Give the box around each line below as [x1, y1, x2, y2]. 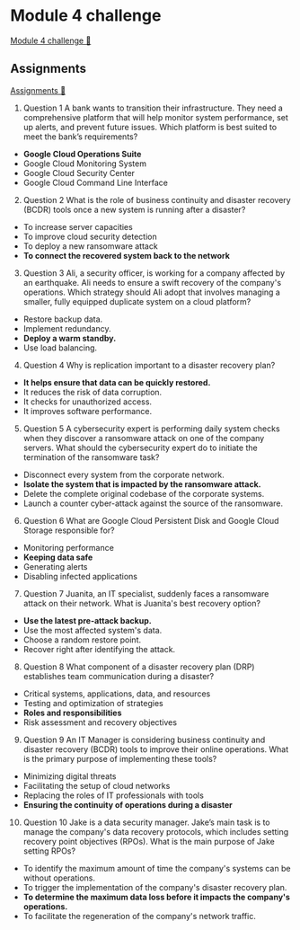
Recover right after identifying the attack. [22, 643, 176, 654]
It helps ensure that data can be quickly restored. [22, 376, 211, 387]
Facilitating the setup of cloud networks [22, 780, 171, 791]
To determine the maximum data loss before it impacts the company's [22, 891, 291, 902]
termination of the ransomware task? [22, 451, 160, 463]
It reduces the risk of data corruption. [22, 386, 163, 397]
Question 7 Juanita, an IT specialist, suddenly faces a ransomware [22, 588, 269, 598]
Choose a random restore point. [22, 634, 142, 645]
